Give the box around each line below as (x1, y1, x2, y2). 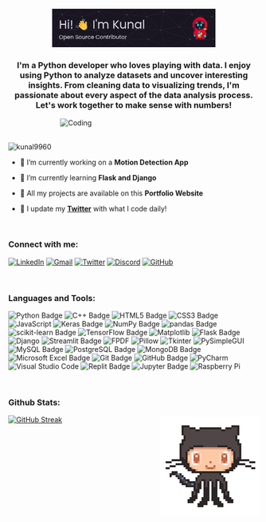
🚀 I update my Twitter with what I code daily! (19, 204, 167, 213)
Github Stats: (8, 397, 61, 408)
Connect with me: (8, 239, 79, 250)
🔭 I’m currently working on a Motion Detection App (19, 157, 189, 167)
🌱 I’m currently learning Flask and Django (19, 172, 157, 182)
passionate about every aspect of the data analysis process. (14, 89, 253, 101)
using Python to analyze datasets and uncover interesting (19, 69, 248, 81)
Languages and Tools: (8, 292, 96, 303)
